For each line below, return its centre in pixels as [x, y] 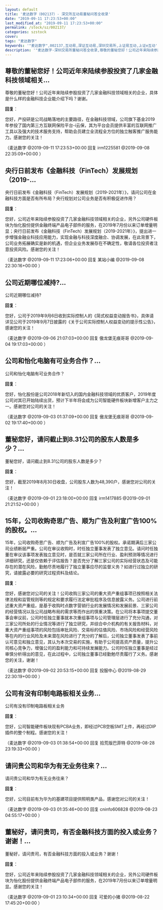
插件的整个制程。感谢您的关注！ [37, 732]
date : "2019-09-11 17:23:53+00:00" [41, 18]
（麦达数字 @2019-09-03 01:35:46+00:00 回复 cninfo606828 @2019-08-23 [81, 809]
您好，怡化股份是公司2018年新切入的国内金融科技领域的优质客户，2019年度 [81, 394]
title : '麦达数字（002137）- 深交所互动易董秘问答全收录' [58, 14]
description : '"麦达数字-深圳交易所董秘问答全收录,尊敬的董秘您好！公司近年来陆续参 [81, 50]
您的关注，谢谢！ [22, 660]
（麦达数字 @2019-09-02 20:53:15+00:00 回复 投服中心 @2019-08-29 [76, 670]
